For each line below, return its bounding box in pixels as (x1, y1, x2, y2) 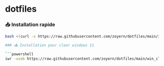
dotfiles (5, 3, 37, 15)
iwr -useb (5, 56, 25, 62)
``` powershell (5, 52, 34, 57)
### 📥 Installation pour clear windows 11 (5, 43, 94, 48)
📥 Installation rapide (5, 21, 55, 28)
